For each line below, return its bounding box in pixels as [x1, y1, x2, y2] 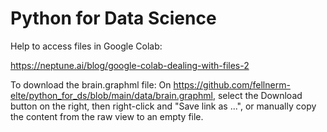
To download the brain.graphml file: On [10, 78, 172, 91]
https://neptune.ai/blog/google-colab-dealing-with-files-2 [10, 59, 250, 71]
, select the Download [212, 89, 303, 101]
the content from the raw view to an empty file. [10, 110, 204, 122]
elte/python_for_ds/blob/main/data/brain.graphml [10, 89, 213, 101]
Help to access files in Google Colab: [10, 40, 163, 52]
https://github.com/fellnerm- [173, 78, 291, 91]
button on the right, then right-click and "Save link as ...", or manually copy [10, 100, 317, 112]
